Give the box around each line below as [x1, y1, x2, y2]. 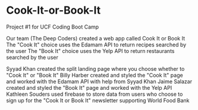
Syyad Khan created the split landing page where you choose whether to [6, 65, 185, 72]
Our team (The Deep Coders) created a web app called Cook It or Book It [6, 34, 186, 42]
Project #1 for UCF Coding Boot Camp [6, 23, 99, 30]
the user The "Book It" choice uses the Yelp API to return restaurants [6, 47, 175, 54]
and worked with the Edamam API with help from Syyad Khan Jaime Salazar [6, 78, 192, 85]
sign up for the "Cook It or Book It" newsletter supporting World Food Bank [6, 96, 190, 104]
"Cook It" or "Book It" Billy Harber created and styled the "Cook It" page [6, 71, 183, 78]
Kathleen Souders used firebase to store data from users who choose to [6, 90, 183, 98]
